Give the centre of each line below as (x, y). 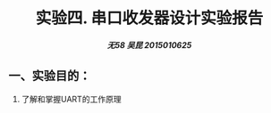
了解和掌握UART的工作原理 (71, 99)
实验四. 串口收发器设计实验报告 (149, 18)
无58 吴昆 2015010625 (149, 44)
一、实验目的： (50, 76)
